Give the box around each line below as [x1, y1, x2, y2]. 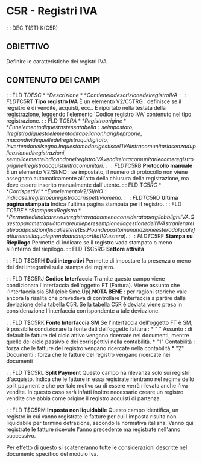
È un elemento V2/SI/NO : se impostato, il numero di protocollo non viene [6, 168, 188, 176]
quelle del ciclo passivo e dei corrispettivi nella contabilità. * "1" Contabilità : [6, 338, 195, 345]
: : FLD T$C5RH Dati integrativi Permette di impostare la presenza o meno [6, 257, 191, 264]
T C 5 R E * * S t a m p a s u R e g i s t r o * [6, 206, 81, 214]
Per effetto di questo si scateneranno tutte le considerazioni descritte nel [6, 444, 188, 451]
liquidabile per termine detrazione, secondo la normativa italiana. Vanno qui [6, 419, 194, 426]
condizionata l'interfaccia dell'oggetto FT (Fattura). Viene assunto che [6, 281, 180, 289]
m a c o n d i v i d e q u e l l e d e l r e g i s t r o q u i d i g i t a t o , [6, 136, 109, 143]
